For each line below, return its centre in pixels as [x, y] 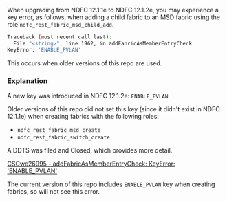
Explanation [28, 80]
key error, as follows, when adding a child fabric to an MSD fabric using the [113, 17]
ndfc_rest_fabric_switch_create [63, 137]
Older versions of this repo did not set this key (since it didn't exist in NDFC [113, 109]
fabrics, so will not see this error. [53, 191]
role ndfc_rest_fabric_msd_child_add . [61, 24]
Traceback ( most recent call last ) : [60, 37]
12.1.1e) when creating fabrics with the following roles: [83, 116]
